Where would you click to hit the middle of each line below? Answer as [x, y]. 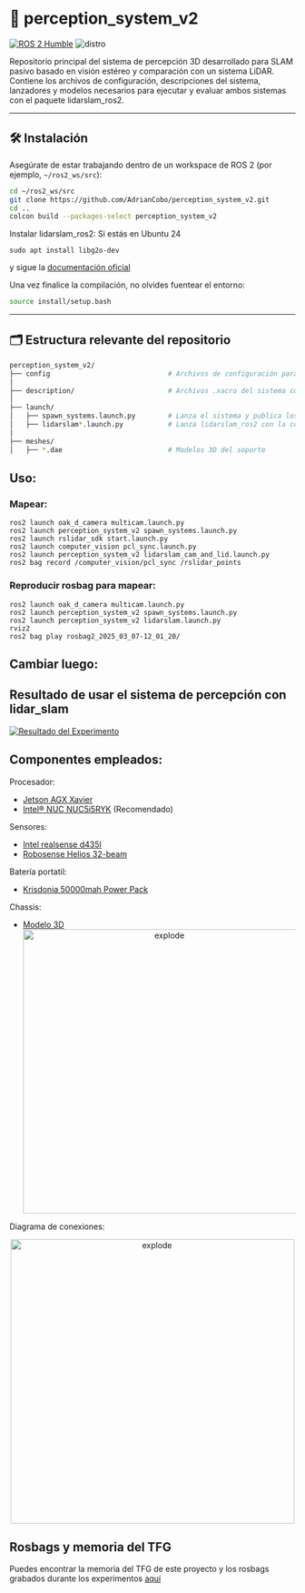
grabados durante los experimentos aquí [85, 1578]
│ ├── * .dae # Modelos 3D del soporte [138, 449]
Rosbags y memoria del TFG [91, 1547]
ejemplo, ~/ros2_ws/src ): [56, 174]
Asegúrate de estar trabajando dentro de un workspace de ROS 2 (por [141, 165]
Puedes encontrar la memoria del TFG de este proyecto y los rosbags [139, 1569]
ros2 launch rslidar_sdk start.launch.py [89, 539]
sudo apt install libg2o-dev [64, 251]
